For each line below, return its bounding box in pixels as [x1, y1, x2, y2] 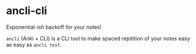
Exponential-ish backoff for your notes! [6, 23, 102, 31]
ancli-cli [6, 4, 47, 18]
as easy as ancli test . [6, 41, 62, 48]
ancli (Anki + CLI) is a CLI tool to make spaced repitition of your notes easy [6, 35, 191, 42]
